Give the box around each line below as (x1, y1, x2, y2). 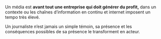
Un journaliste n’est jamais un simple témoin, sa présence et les (5, 24, 132, 29)
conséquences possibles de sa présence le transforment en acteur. (5, 29, 140, 34)
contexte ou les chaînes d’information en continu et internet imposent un (5, 9, 151, 15)
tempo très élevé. (5, 14, 40, 20)
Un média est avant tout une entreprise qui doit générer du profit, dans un (5, 4, 157, 10)
